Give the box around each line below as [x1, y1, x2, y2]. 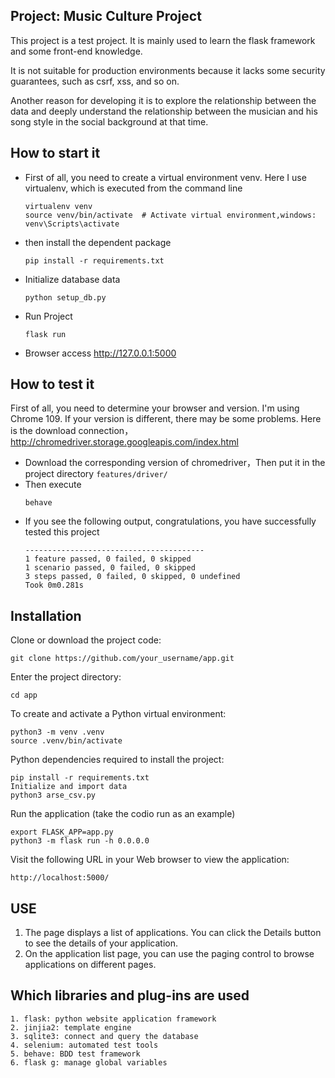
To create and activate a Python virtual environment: [10, 708, 227, 720]
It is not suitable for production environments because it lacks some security [10, 64, 326, 76]
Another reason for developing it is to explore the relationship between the [10, 94, 317, 106]
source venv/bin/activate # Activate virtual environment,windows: [24, 210, 317, 220]
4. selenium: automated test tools [10, 1040, 159, 1050]
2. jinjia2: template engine [10, 1022, 132, 1033]
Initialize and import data [10, 782, 128, 792]
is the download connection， [10, 425, 134, 437]
